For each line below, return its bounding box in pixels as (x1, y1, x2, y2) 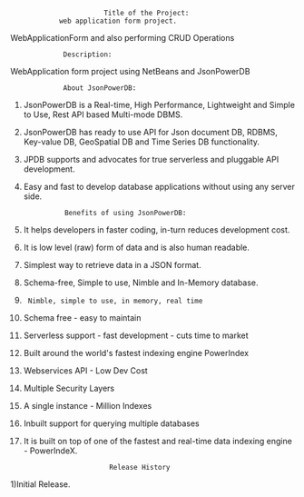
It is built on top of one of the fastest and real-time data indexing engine (23, 436, 293, 446)
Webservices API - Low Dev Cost (23, 365, 148, 376)
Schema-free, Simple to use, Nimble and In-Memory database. (23, 277, 259, 288)
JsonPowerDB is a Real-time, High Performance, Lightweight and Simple (23, 100, 296, 110)
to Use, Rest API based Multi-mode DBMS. (23, 109, 183, 120)
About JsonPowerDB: (63, 84, 137, 93)
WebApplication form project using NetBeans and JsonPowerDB (10, 66, 250, 76)
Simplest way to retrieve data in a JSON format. (23, 260, 202, 270)
